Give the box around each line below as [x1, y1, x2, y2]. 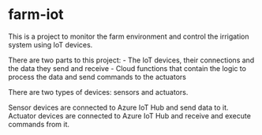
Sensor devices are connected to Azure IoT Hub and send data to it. [8, 103, 229, 112]
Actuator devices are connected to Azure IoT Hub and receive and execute [8, 111, 251, 120]
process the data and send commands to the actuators [8, 72, 187, 81]
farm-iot [8, 6, 65, 24]
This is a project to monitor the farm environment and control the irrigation [8, 32, 250, 41]
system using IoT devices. [8, 39, 93, 49]
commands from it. [8, 119, 69, 129]
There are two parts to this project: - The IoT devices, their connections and [8, 55, 255, 65]
